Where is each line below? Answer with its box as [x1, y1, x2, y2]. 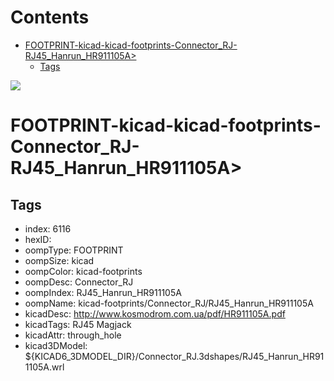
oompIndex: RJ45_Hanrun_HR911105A [24, 286, 182, 298]
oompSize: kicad [24, 254, 95, 266]
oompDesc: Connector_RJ [24, 276, 134, 288]
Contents [10, 6, 90, 29]
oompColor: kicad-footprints [24, 265, 143, 277]
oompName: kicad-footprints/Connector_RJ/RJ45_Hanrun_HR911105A [24, 297, 314, 309]
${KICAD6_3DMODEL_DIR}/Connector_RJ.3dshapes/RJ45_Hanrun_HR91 [24, 350, 325, 362]
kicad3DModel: [24, 339, 88, 351]
